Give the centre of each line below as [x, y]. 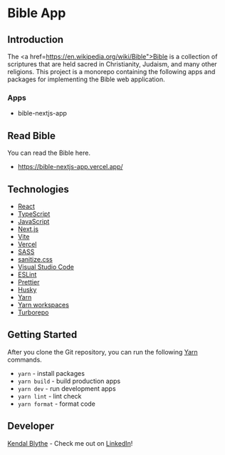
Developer [31, 426]
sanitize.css [35, 259]
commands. [25, 359]
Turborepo [33, 312]
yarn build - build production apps [69, 381]
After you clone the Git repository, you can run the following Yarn [103, 352]
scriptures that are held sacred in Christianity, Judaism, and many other [112, 64]
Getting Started [42, 335]
